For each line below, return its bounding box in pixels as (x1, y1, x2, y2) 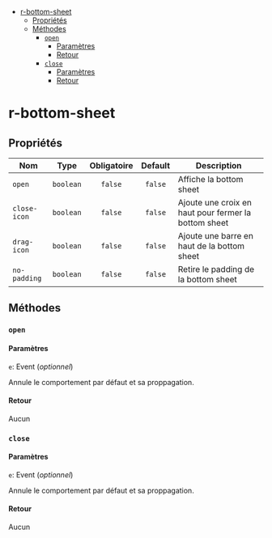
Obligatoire (89, 160, 134, 171)
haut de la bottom (177, 240, 245, 252)
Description (195, 160, 242, 171)
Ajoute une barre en (177, 231, 253, 241)
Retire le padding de (177, 264, 255, 274)
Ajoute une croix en (177, 197, 253, 208)
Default (141, 160, 171, 171)
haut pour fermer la (177, 207, 252, 218)
